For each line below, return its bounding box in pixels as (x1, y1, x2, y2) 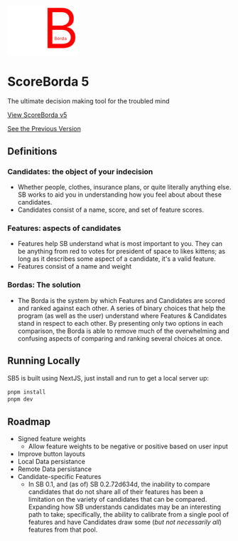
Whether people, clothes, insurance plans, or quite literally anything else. (17, 183, 232, 192)
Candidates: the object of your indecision (7, 166, 153, 176)
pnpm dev (7, 396, 33, 403)
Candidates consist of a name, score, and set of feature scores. (17, 205, 205, 215)
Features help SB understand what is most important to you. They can (17, 239, 222, 248)
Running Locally (7, 355, 80, 367)
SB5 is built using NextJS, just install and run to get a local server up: (7, 373, 210, 382)
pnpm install (7, 388, 46, 396)
